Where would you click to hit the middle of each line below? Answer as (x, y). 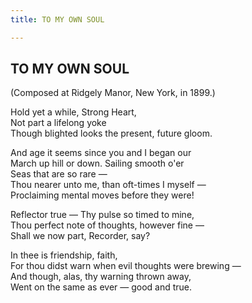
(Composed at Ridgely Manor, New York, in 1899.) (113, 93)
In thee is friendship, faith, (64, 255)
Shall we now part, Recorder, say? (80, 236)
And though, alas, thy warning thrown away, (101, 277)
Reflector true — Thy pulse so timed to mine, (102, 215)
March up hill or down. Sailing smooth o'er (97, 163)
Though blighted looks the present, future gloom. (111, 133)
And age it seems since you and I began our (101, 153)
